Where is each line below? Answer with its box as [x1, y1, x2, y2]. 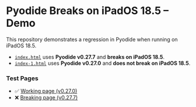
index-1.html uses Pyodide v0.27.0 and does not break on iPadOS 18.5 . [14, 60, 191, 67]
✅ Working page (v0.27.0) [14, 88, 77, 95]
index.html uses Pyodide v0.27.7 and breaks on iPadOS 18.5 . [14, 53, 165, 60]
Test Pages [6, 74, 39, 82]
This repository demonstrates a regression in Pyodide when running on [6, 36, 178, 43]
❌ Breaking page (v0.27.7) [14, 94, 78, 101]
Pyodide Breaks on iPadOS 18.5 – [6, 4, 169, 18]
